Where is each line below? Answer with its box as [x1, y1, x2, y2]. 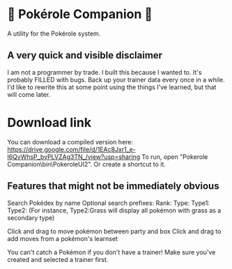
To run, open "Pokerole [141, 153, 208, 161]
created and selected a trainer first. [7, 255, 109, 263]
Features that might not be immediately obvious [7, 180, 219, 192]
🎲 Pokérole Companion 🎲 [7, 6, 153, 22]
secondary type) [7, 213, 55, 222]
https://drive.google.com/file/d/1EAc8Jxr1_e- [7, 145, 136, 153]
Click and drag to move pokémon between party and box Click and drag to [7, 226, 222, 236]
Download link [7, 114, 92, 130]
